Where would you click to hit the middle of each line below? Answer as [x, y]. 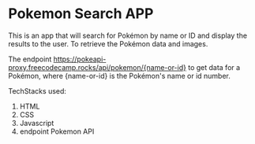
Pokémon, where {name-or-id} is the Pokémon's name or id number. [120, 76]
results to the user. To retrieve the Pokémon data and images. [108, 43]
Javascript [37, 123]
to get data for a [214, 67]
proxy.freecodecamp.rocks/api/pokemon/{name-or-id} [97, 67]
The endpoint [30, 59]
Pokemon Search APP [81, 14]
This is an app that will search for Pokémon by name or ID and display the [127, 35]
